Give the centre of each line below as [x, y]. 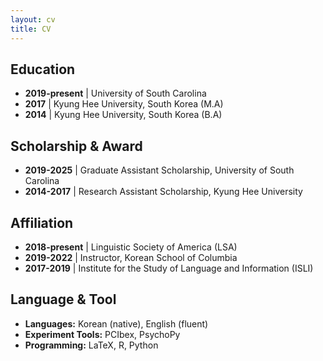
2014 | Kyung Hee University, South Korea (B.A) [123, 115]
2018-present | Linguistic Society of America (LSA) [131, 247]
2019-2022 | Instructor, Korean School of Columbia [131, 257]
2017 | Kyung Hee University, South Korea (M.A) [124, 104]
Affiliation [42, 222]
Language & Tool [63, 299]
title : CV [31, 29]
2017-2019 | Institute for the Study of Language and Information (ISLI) [169, 268]
